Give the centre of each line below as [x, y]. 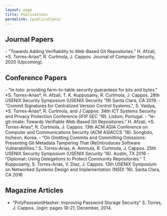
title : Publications [27, 14]
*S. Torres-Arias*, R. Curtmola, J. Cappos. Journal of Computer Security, [80, 57]
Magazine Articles [34, 190]
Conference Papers [36, 78]
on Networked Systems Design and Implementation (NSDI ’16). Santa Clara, [83, 169]
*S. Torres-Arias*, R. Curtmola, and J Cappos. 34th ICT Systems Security [81, 111]
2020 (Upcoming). [24, 62]
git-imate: [15, 121]
